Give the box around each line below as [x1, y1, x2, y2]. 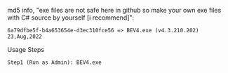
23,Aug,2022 [7, 33, 42, 40]
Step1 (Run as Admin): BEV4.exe [7, 59, 102, 66]
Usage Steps [7, 46, 44, 53]
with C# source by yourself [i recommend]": [7, 13, 135, 22]
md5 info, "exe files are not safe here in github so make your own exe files [7, 6, 222, 14]
